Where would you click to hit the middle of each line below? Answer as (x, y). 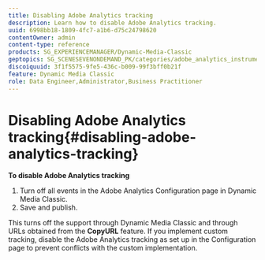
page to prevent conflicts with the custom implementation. (103, 248)
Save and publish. (49, 208)
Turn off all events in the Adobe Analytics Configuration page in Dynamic (138, 191)
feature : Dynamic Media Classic (61, 74)
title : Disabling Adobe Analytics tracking (81, 15)
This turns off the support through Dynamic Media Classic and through (123, 223)
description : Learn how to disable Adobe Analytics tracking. (112, 23)
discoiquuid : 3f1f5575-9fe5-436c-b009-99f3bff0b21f (95, 67)
